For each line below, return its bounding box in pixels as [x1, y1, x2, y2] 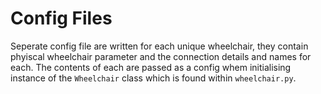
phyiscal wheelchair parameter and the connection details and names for [10, 50, 312, 62]
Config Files [10, 7, 113, 30]
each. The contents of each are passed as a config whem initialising [10, 61, 292, 73]
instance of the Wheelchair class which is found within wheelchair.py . [10, 72, 297, 84]
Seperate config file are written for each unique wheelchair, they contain [10, 40, 309, 52]
